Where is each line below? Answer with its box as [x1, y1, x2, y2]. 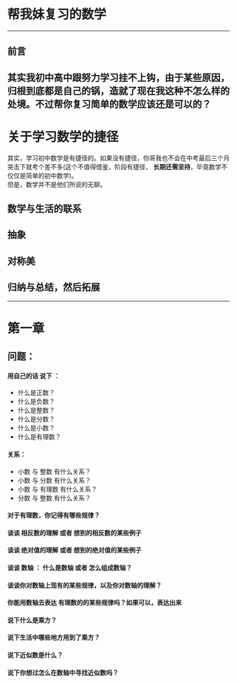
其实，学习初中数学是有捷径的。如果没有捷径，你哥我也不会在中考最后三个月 [7, 153, 230, 162]
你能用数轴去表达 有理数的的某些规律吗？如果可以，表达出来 [7, 598, 182, 607]
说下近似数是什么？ [7, 651, 63, 659]
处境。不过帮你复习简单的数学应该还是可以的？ [7, 98, 212, 110]
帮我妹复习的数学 [7, 6, 107, 23]
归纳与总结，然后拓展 [7, 282, 100, 294]
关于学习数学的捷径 [7, 128, 119, 145]
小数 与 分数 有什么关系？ [17, 476, 92, 484]
